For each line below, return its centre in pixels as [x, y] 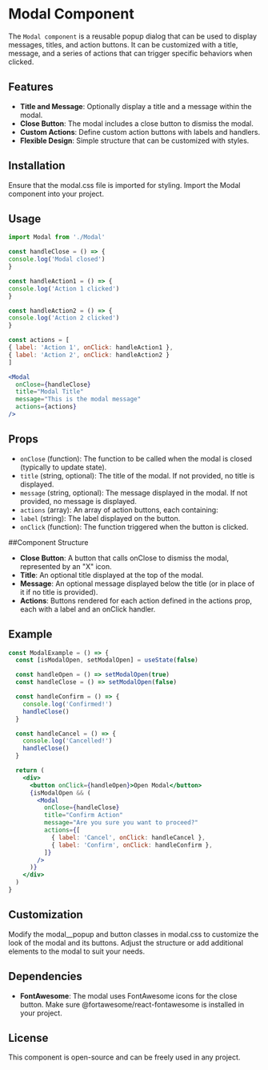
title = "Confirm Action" [84, 816]
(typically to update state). [63, 467]
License [28, 1037]
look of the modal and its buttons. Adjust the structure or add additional [126, 942]
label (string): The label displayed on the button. [100, 518]
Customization [46, 915]
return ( [30, 771]
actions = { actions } [46, 407]
